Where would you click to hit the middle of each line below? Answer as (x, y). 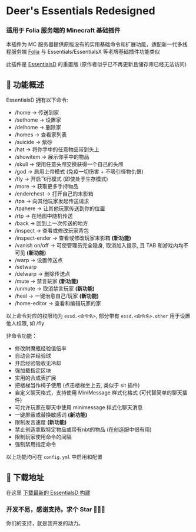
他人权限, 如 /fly (25, 324)
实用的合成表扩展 (35, 378)
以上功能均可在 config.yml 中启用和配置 (54, 457)
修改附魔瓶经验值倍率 (40, 348)
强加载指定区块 (33, 371)
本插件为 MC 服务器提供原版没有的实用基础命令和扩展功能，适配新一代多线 (97, 44)
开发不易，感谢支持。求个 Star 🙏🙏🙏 (56, 510)
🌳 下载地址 (25, 477)
